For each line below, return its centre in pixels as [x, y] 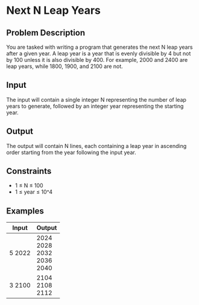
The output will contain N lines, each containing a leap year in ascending [96, 146]
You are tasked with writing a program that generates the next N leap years [99, 47]
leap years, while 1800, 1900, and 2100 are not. [65, 66]
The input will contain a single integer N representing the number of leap [96, 99]
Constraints [29, 171]
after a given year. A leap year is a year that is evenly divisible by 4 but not [99, 54]
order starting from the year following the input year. [71, 152]
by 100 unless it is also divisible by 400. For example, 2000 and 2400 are [97, 60]
